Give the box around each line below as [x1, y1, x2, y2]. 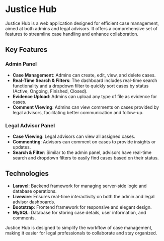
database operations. [12, 188, 57, 194]
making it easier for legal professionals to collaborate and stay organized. [5, 230, 157, 236]
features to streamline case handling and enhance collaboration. [5, 31, 139, 37]
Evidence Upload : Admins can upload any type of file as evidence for [12, 93, 157, 99]
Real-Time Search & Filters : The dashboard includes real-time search [12, 77, 157, 84]
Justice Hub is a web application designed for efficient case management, [5, 20, 159, 26]
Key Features [5, 45, 48, 54]
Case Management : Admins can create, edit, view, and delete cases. [12, 72, 156, 78]
